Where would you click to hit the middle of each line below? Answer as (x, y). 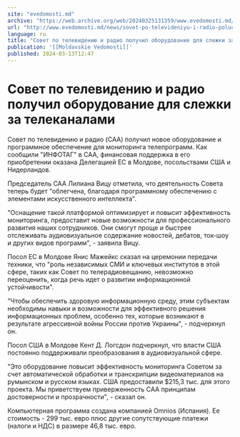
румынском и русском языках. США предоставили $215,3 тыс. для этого (119, 381)
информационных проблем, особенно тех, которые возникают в (106, 316)
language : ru (27, 34)
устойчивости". (31, 287)
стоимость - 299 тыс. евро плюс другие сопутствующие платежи (108, 418)
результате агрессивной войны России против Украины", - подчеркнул (116, 323)
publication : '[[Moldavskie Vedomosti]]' (70, 47)
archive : (20, 21)
